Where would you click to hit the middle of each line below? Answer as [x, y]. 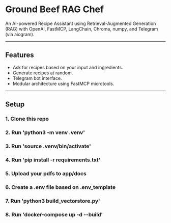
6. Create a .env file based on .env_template [61, 187]
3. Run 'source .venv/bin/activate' [48, 146]
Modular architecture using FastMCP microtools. [63, 83]
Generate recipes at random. [43, 73]
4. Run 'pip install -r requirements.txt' [53, 160]
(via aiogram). [20, 34]
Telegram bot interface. [37, 78]
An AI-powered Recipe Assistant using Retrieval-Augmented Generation [81, 23]
